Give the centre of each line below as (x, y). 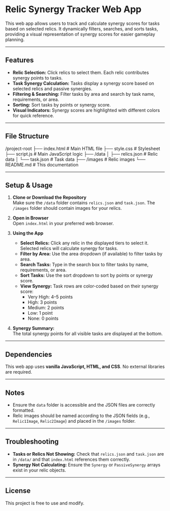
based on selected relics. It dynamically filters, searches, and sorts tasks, (82, 28)
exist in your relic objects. (39, 470)
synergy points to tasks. (38, 78)
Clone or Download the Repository (50, 197)
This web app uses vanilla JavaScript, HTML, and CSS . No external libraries (85, 367)
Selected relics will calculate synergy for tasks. (69, 248)
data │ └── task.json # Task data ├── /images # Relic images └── (75, 159)
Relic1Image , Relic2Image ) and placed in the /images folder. (74, 421)
